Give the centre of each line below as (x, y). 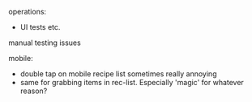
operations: (28, 12)
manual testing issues (45, 43)
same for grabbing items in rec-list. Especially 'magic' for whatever (132, 82)
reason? (34, 91)
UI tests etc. (40, 27)
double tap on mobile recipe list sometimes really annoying (118, 74)
